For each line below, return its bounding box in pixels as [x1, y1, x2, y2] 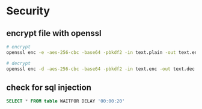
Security [6, 4, 50, 18]
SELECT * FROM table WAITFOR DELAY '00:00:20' [6, 98, 125, 104]
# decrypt [6, 60, 31, 66]
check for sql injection [6, 82, 92, 92]
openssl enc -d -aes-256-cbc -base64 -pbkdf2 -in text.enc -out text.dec [6, 66, 195, 72]
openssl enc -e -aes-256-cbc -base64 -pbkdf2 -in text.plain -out [6, 49, 176, 55]
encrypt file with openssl [6, 28, 102, 38]
